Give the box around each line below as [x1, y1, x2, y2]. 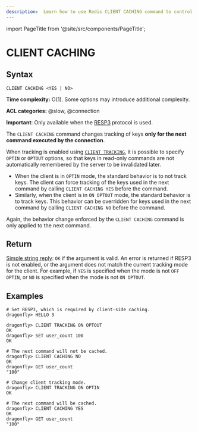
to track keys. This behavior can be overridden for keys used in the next [14, 198, 191, 205]
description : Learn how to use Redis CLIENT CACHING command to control [6, 8, 193, 15]
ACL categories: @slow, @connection [6, 107, 100, 114]
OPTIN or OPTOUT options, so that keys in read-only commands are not [6, 154, 174, 161]
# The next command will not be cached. [6, 349, 108, 355]
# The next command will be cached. [6, 400, 97, 406]
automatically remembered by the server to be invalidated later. [6, 161, 162, 168]
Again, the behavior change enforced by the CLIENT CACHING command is [6, 215, 184, 223]
